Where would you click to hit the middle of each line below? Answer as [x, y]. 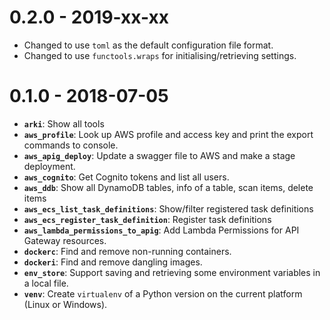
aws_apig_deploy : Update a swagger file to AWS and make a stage [159, 155]
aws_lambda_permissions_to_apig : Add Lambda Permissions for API [161, 230]
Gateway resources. [65, 240]
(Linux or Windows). [65, 304]
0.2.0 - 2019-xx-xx [89, 17]
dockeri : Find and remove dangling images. [113, 262]
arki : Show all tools [64, 123]
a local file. [46, 283]
